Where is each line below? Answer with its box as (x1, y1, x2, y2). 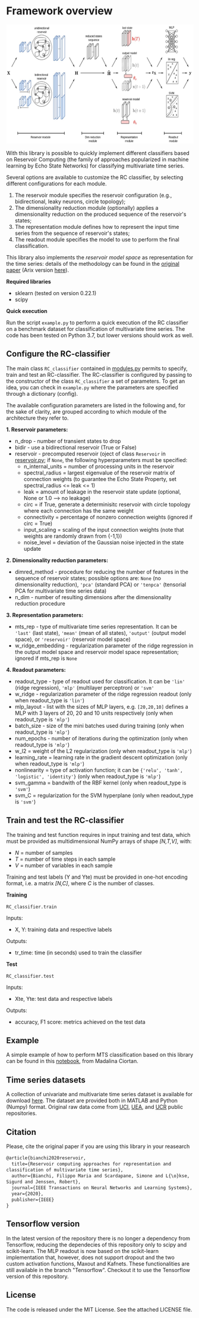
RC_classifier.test (6, 973, 55, 979)
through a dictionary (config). (6, 390, 78, 397)
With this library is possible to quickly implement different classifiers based (6, 149, 190, 156)
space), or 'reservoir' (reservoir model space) (14, 635, 131, 643)
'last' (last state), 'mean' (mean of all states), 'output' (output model (14, 629, 186, 636)
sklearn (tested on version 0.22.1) (14, 289, 97, 296)
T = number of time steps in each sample (14, 855, 116, 863)
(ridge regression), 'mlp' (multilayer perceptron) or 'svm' (14, 684, 154, 691)
